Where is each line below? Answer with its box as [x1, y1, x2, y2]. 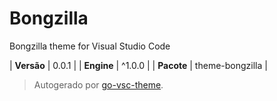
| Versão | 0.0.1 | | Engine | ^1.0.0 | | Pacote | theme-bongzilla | [9, 59, 268, 71]
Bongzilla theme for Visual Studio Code [9, 40, 171, 52]
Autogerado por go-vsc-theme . [33, 78, 164, 91]
